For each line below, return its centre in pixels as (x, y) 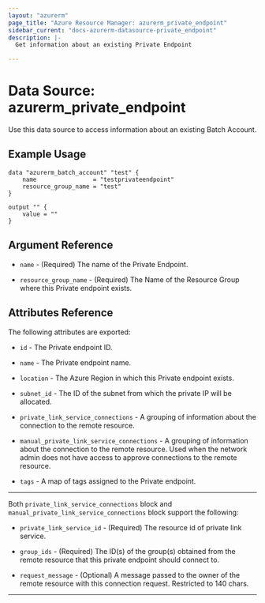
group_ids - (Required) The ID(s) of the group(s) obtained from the (128, 551)
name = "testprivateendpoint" (99, 179)
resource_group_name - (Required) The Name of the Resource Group (129, 279)
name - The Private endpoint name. (75, 362)
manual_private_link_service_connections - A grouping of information (134, 440)
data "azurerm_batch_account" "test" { (74, 172)
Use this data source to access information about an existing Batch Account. (132, 130)
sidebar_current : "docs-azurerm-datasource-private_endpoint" (112, 30)
